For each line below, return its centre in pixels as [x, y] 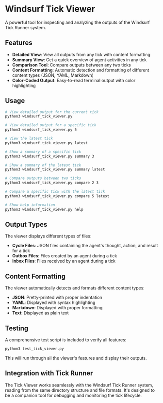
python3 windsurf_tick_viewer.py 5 [41, 130]
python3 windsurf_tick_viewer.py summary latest [55, 169]
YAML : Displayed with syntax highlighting [54, 302]
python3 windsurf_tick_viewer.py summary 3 [50, 156]
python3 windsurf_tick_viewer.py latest [47, 143]
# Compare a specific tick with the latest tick [55, 192]
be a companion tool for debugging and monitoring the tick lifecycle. [73, 395]
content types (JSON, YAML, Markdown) [53, 75]
